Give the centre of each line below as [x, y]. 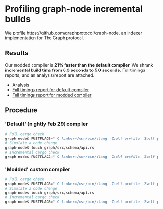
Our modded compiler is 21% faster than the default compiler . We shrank [79, 65]
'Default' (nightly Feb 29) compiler [47, 124]
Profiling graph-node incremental [74, 9]
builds [18, 19]
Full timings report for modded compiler [52, 95]
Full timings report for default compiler [50, 90]
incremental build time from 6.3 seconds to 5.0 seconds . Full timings [75, 70]
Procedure [21, 110]
